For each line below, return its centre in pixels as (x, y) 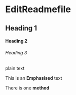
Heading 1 (21, 28)
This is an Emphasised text (34, 78)
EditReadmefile (38, 9)
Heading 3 (16, 52)
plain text (15, 68)
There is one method (27, 88)
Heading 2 (16, 41)
